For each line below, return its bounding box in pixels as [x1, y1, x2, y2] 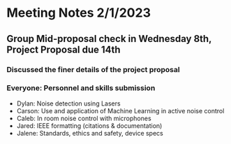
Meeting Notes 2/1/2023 [6, 5, 151, 21]
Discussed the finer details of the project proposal [6, 64, 180, 74]
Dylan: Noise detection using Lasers [16, 99, 121, 108]
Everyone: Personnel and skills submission [6, 83, 156, 93]
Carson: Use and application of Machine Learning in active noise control [16, 106, 225, 115]
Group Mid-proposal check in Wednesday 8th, [6, 33, 212, 45]
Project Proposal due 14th [6, 43, 121, 55]
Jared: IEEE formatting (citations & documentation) [16, 121, 163, 130]
